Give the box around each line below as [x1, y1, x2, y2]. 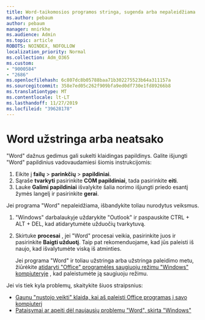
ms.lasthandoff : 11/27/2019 [6, 100, 78, 106]
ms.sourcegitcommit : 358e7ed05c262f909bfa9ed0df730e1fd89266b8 [6, 83, 171, 89]
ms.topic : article [6, 37, 53, 43]
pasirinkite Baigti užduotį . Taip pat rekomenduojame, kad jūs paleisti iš [15, 239, 194, 246]
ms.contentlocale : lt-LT [6, 94, 70, 100]
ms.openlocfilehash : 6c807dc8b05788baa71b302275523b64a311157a [6, 77, 171, 83]
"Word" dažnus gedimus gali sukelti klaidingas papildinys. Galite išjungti [6, 152, 188, 160]
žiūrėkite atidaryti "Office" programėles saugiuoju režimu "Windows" [15, 264, 189, 271]
